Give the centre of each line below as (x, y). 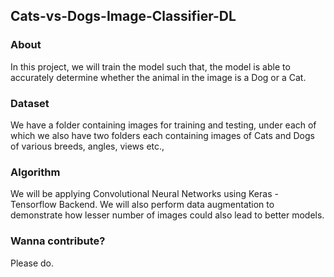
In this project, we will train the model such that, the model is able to (150, 66)
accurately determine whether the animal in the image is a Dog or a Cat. (158, 77)
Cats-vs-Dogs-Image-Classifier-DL (123, 16)
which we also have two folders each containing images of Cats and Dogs (162, 135)
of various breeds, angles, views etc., (87, 146)
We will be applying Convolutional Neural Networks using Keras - (144, 194)
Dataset (30, 103)
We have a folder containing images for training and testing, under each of (163, 125)
